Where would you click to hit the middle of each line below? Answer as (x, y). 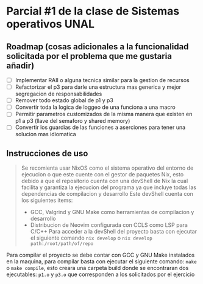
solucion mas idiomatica (45, 134)
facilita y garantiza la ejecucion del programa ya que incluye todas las (109, 187)
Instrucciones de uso (47, 153)
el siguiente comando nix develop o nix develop (91, 238)
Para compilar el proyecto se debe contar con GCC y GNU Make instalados (101, 255)
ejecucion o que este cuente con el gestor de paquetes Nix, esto (102, 175)
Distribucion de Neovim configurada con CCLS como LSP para (109, 225)
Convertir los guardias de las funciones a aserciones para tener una (100, 127)
